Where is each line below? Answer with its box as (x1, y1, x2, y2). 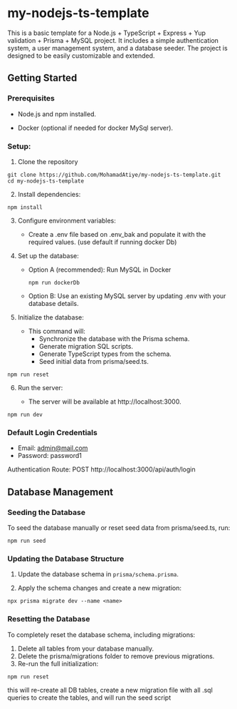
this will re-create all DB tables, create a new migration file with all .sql (7, 685, 214, 694)
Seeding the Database (7, 507, 85, 517)
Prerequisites (7, 93, 55, 103)
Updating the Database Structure (7, 554, 125, 563)
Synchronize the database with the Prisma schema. (38, 334, 190, 343)
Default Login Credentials (7, 427, 98, 437)
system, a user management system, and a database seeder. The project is (7, 44, 228, 52)
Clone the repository (17, 157, 78, 165)
